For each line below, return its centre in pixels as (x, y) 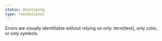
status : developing (25, 10)
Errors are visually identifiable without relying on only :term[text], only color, (81, 28)
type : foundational (25, 14)
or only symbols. (22, 33)
